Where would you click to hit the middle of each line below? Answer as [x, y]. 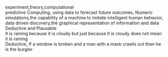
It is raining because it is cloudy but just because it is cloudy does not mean [83, 33]
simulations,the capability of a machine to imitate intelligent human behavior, [84, 18]
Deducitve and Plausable [31, 28]
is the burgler [19, 49]
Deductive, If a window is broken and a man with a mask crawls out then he [83, 44]
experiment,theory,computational [40, 7]
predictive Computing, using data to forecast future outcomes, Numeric [79, 12]
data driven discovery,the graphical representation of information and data [82, 23]
